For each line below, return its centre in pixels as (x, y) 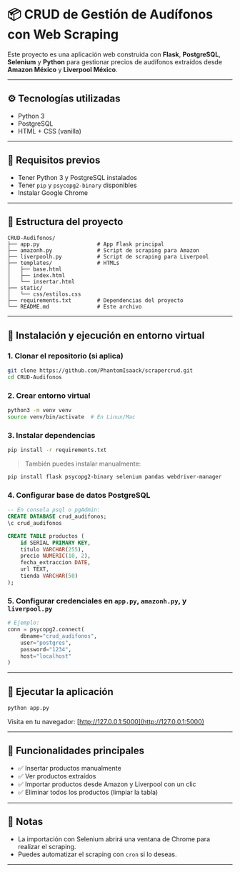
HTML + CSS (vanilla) (50, 131)
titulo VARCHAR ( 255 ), (52, 549)
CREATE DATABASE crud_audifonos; (57, 517)
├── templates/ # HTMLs (64, 263)
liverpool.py (30, 609)
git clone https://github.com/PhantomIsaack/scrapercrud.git (100, 371)
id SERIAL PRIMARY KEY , (56, 543)
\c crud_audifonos (35, 523)
